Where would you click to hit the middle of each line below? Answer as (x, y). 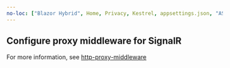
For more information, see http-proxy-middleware (77, 57)
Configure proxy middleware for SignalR (94, 41)
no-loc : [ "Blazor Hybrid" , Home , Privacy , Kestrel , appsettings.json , (110, 13)
